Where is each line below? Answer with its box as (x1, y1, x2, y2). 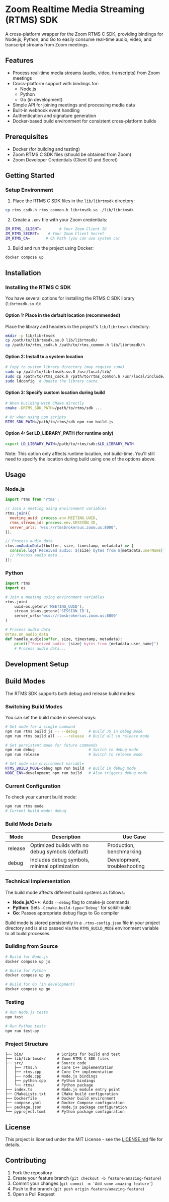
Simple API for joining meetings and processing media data (12, 102, 135, 108)
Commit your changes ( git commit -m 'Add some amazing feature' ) (12, 1180, 153, 1186)
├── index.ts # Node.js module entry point (5, 1087, 121, 1093)
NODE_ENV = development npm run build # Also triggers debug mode (5, 770, 147, 775)
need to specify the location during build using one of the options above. (5, 455, 156, 462)
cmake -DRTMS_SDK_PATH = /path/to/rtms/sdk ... (5, 405, 102, 411)
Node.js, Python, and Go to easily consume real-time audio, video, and (5, 36, 152, 42)
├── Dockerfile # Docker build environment (5, 1096, 116, 1101)
